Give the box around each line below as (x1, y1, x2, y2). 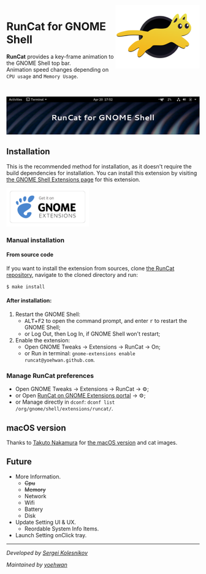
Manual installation (6, 236, 65, 244)
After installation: (6, 297, 52, 304)
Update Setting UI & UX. (15, 518, 77, 526)
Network (24, 492, 47, 500)
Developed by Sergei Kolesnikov (6, 549, 88, 556)
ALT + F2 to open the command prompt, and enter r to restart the (24, 317, 188, 324)
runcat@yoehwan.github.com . (24, 356, 95, 363)
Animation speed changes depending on (6, 66, 109, 73)
